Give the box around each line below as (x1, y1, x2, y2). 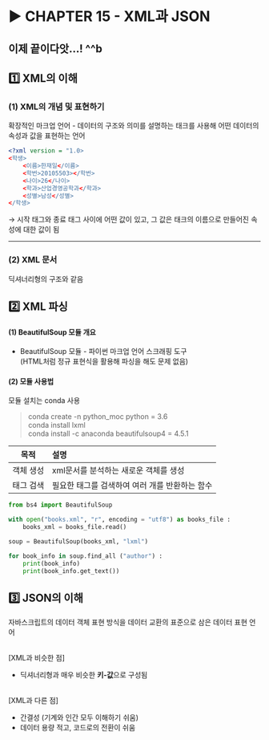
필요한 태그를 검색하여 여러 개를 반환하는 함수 (51, 480, 213, 491)
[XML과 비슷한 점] (8, 653, 66, 663)
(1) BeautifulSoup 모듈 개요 (8, 327, 96, 337)
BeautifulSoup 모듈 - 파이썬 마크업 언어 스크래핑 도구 (19, 347, 187, 356)
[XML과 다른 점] (8, 696, 58, 705)
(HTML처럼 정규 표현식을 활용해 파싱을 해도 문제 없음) (19, 356, 189, 366)
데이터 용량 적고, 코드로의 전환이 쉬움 (19, 723, 136, 733)
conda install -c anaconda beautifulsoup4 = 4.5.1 (27, 429, 190, 438)
